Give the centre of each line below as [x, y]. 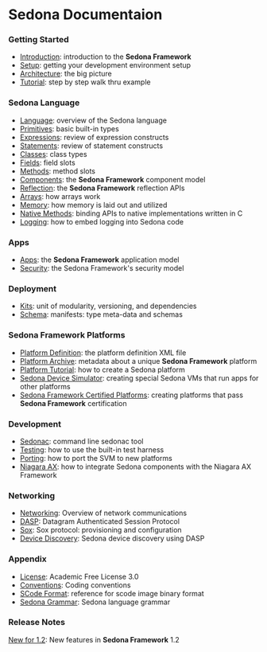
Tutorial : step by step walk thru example [85, 82]
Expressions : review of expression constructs [94, 137]
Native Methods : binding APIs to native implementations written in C [131, 213]
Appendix [28, 559]
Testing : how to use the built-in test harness [92, 449]
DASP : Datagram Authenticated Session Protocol [100, 521]
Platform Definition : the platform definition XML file [103, 353]
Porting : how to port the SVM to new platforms [96, 458]
